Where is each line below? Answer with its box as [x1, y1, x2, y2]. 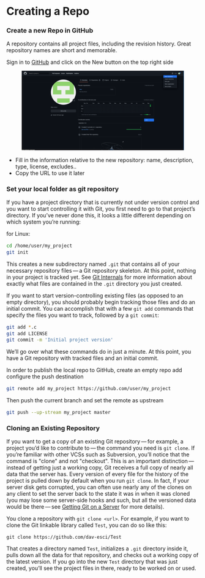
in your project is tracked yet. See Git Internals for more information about [6, 273, 193, 281]
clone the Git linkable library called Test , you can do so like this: [6, 521, 167, 529]
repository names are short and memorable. [6, 47, 117, 54]
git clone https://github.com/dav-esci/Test [6, 534, 122, 541]
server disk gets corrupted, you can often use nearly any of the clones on [6, 483, 192, 491]
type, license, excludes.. [15, 163, 76, 170]
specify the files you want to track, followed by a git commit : [6, 311, 159, 319]
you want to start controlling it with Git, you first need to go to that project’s [6, 205, 196, 213]
